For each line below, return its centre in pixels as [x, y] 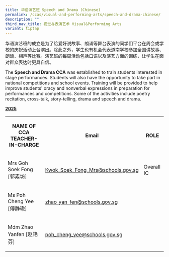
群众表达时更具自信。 [31, 62]
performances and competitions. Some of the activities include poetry [78, 94]
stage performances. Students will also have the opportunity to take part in [83, 78]
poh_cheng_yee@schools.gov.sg [84, 235]
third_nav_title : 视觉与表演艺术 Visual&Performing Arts [63, 24]
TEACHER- [24, 139]
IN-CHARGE [24, 145]
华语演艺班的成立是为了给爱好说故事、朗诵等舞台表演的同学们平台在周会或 [82, 44]
